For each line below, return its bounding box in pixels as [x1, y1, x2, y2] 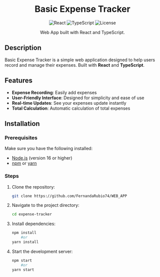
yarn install [11, 239, 39, 245]
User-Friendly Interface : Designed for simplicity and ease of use [11, 95, 144, 101]
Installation [4, 119, 40, 128]
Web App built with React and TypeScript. [40, 29, 125, 35]
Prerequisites [4, 134, 38, 141]
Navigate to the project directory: [11, 202, 80, 208]
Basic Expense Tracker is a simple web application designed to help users [4, 57, 155, 63]
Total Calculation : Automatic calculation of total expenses [11, 105, 130, 111]
